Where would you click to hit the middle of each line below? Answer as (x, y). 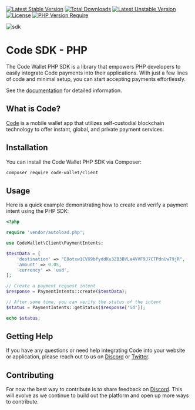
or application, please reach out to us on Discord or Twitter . (78, 357)
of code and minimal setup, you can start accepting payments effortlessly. (96, 79)
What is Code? (33, 109)
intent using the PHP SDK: (38, 211)
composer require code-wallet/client (52, 172)
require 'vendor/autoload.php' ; (46, 233)
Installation (27, 148)
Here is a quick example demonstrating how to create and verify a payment (97, 205)
